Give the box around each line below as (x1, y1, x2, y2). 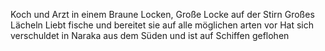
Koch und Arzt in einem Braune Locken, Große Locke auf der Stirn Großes (10, 9, 315, 20)
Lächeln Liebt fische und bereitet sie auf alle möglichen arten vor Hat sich (10, 19, 314, 31)
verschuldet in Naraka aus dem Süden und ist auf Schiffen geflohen (10, 30, 290, 41)
